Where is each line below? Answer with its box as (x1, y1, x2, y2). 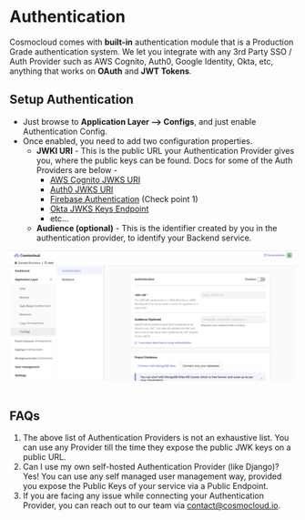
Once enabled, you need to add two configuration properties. (22, 135, 253, 147)
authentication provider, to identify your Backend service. (36, 232, 252, 243)
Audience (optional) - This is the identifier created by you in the (36, 222, 278, 233)
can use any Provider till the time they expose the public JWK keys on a (22, 442, 291, 453)
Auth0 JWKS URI (49, 184, 114, 195)
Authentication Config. (22, 126, 107, 137)
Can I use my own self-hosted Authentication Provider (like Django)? (22, 462, 280, 473)
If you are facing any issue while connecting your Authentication (22, 490, 264, 502)
